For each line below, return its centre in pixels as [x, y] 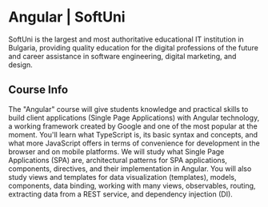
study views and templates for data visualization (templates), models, [122, 177]
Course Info [38, 90]
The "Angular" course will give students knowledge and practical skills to [128, 109]
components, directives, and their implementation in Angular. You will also [130, 169]
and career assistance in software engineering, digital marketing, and [122, 56]
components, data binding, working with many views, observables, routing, [132, 185]
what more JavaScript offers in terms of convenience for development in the [134, 143]
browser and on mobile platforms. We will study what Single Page [116, 151]
